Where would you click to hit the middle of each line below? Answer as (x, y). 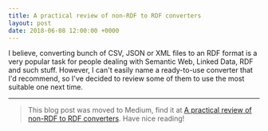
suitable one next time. (46, 87)
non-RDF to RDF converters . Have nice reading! (106, 119)
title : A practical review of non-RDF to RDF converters (105, 16)
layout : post (30, 23)
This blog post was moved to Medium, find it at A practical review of (140, 110)
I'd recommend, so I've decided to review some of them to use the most (126, 79)
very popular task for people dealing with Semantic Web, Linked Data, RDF (131, 62)
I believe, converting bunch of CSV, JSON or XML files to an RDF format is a (133, 54)
